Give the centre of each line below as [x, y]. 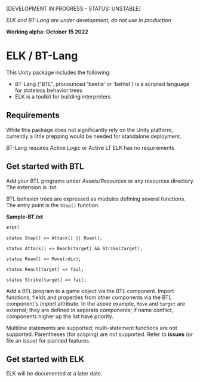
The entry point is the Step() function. [53, 205]
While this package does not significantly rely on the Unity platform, [90, 130]
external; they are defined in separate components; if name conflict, [90, 310]
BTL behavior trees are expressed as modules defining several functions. [96, 199]
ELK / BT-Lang [42, 56]
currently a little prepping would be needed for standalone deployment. [94, 136]
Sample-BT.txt [25, 217]
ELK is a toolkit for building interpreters [63, 96]
